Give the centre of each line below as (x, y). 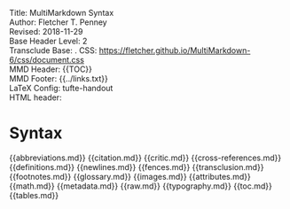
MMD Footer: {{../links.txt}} (59, 78)
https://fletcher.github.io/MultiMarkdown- (175, 50)
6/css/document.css (47, 60)
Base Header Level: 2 (48, 41)
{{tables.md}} (34, 195)
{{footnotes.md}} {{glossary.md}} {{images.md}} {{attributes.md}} (130, 176)
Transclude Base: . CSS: (53, 50)
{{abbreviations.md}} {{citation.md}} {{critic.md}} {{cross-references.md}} (145, 158)
